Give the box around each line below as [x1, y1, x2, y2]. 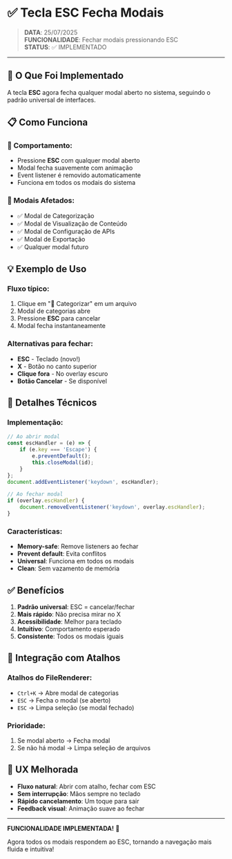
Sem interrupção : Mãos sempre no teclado [17, 789, 141, 797]
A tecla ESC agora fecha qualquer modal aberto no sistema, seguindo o [7, 88, 211, 96]
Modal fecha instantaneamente [17, 322, 106, 330]
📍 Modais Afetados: [7, 196, 75, 206]
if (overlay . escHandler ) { [7, 497, 85, 505]
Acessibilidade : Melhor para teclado [17, 617, 122, 626]
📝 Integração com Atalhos [7, 652, 121, 664]
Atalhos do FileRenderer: [7, 673, 93, 682]
